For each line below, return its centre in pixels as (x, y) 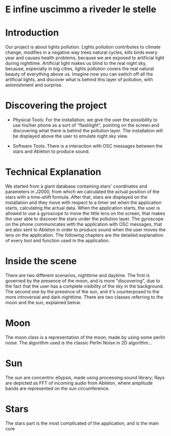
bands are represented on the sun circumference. (57, 388)
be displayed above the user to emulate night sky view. (70, 136)
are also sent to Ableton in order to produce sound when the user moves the (86, 230)
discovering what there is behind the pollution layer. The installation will (88, 131)
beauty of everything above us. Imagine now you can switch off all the (79, 74)
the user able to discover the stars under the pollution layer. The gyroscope (84, 219)
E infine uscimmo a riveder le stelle (81, 9)
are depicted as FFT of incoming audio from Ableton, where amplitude (79, 383)
